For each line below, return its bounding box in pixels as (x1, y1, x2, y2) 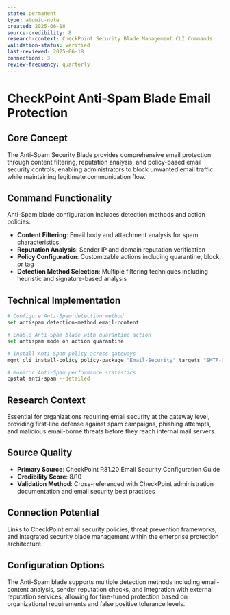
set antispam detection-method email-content (7, 319, 139, 326)
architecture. (7, 540, 43, 548)
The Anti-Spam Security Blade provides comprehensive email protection (7, 150, 212, 158)
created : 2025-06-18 (7, 23, 66, 29)
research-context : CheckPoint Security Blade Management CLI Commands (7, 36, 213, 43)
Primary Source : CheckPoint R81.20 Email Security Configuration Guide (16, 465, 220, 473)
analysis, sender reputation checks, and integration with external (30, 585, 214, 593)
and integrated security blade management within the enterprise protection (7, 532, 219, 540)
